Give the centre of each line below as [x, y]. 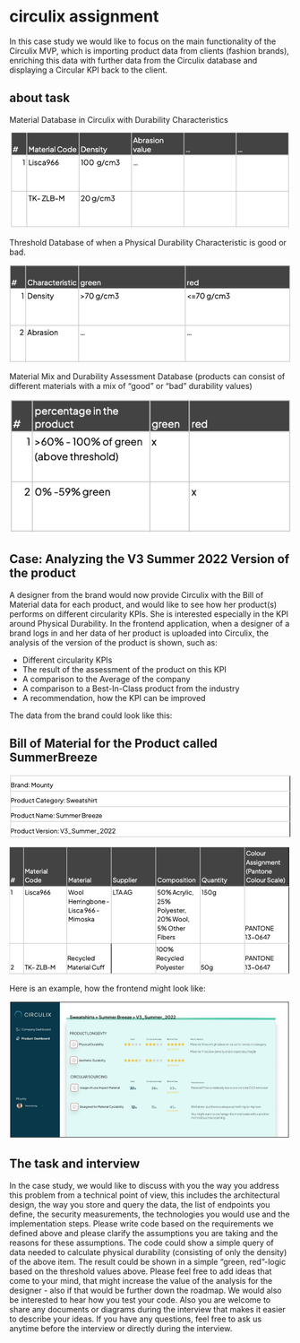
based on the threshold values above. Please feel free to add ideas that [141, 1271]
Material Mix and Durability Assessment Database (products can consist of [147, 377]
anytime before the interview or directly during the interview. [121, 1328]
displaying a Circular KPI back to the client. [89, 70]
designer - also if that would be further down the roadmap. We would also [146, 1290]
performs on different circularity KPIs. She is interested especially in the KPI [149, 614]
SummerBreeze [54, 758]
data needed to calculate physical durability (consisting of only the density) [148, 1252]
